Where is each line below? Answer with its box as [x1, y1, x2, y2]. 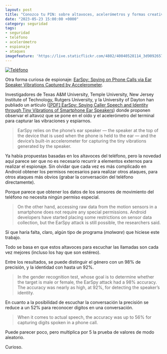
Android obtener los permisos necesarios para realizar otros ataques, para [5, 169, 158, 175]
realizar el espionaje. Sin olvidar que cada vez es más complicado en [5, 163, 147, 169]
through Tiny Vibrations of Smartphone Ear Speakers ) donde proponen [5, 107, 151, 113]
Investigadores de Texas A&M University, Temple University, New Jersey [5, 91, 154, 97]
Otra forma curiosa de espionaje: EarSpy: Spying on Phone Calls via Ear [5, 76, 152, 82]
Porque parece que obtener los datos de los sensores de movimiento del [5, 189, 154, 195]
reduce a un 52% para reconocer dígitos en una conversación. [5, 305, 133, 311]
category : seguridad [5, 21, 48, 26]
